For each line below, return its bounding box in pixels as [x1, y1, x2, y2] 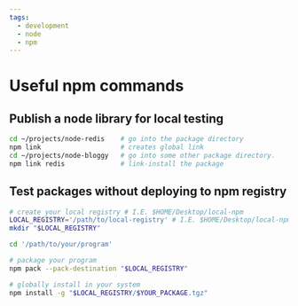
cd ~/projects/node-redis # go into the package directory [9, 135, 244, 144]
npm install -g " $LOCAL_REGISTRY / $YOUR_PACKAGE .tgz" [9, 288, 208, 297]
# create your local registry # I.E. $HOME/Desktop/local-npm [9, 208, 244, 216]
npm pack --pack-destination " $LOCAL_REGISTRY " [9, 263, 189, 273]
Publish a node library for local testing [9, 111, 224, 126]
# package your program [9, 256, 98, 265]
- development [17, 21, 69, 30]
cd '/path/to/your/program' [9, 240, 114, 249]
